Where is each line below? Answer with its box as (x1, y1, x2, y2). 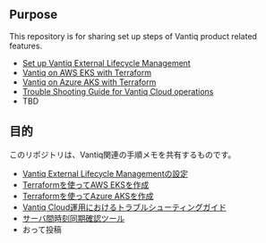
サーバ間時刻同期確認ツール (21, 213, 125, 223)
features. (9, 40, 43, 51)
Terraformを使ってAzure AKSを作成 (21, 190, 154, 201)
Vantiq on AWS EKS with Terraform (21, 67, 152, 78)
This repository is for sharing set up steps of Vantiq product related (9, 30, 258, 41)
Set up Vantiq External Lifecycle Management (21, 57, 191, 68)
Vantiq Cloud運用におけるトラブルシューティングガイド (21, 201, 227, 213)
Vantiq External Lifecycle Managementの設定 (21, 168, 188, 179)
